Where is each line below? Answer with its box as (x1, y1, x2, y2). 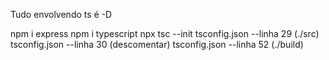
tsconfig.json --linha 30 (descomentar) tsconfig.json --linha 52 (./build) (10, 39, 304, 50)
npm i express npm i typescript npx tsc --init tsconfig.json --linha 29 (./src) (10, 28, 320, 39)
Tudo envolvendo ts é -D (10, 9, 113, 20)
